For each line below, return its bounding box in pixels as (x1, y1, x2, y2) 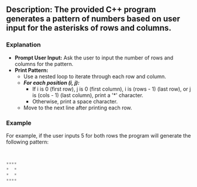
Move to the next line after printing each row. (23, 104, 132, 111)
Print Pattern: (14, 66, 49, 74)
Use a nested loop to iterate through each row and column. (23, 73, 166, 80)
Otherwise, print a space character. (32, 98, 118, 105)
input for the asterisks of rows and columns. (6, 23, 172, 33)
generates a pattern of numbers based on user (6, 14, 181, 24)
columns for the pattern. (14, 60, 74, 67)
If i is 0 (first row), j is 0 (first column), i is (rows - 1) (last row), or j (32, 85, 191, 92)
